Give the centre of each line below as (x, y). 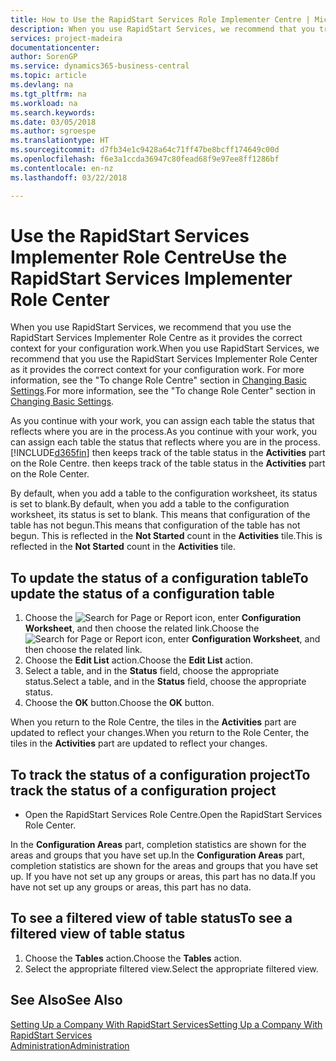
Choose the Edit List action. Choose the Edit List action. (139, 660)
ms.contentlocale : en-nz (62, 168)
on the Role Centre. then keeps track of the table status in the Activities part (168, 463)
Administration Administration (70, 1045)
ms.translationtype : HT (60, 141)
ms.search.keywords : (53, 112)
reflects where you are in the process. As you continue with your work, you (164, 432)
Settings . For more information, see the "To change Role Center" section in (163, 391)
